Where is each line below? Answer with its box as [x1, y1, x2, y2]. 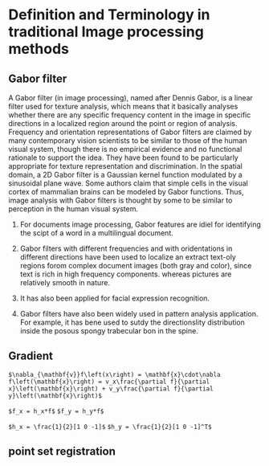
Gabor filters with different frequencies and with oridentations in [19, 243, 233, 253]
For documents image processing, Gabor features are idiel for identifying [19, 219, 261, 229]
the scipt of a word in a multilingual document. [19, 228, 174, 238]
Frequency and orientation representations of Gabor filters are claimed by [8, 127, 252, 137]
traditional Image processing [8, 22, 205, 41]
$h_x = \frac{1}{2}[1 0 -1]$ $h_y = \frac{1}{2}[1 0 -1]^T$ [8, 423, 212, 431]
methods [8, 40, 70, 58]
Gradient [8, 349, 54, 363]
